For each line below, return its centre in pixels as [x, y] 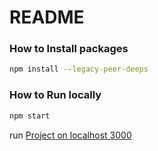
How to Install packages [69, 49]
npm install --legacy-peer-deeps [79, 69]
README [47, 17]
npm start [30, 116]
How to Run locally [55, 95]
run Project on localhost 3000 [70, 135]
